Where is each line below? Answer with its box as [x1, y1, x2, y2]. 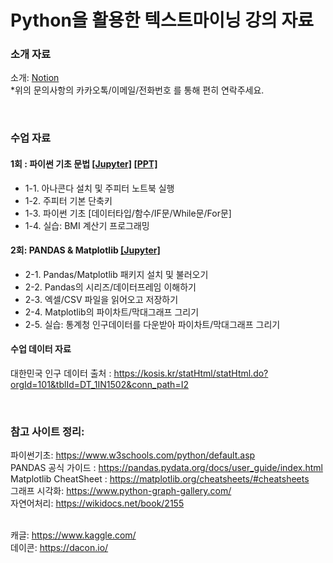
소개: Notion [10, 72, 60, 84]
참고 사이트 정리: [10, 424, 85, 438]
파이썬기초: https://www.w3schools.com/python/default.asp [10, 449, 256, 461]
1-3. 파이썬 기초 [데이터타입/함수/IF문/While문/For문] [24, 207, 232, 219]
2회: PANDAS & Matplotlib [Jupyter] [10, 244, 161, 256]
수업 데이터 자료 [10, 343, 72, 355]
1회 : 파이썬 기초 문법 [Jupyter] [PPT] [10, 158, 158, 170]
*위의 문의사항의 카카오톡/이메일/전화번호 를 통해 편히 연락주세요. [10, 84, 265, 96]
